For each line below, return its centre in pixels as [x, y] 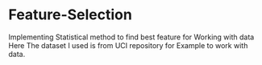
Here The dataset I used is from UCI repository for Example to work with [128, 45]
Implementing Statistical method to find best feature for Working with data [131, 37]
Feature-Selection [71, 15]
